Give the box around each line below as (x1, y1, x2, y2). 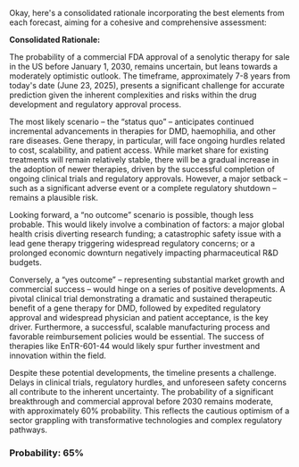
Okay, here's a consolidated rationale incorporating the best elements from (9, 8, 285, 18)
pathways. (9, 424, 47, 435)
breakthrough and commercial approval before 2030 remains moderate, (9, 396, 274, 406)
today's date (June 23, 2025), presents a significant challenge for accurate (9, 80, 286, 90)
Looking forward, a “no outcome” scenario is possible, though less (9, 210, 254, 220)
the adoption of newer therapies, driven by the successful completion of (9, 164, 275, 174)
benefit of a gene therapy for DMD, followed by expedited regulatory (9, 303, 262, 313)
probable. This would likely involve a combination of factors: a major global (9, 219, 285, 229)
